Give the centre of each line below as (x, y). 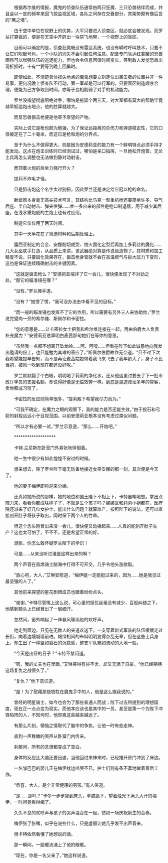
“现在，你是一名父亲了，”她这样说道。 (52, 855)
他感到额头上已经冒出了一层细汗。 (40, 609)
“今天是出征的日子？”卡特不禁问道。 (51, 653)
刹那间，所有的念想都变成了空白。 (49, 747)
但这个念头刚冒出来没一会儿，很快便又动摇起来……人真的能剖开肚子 (83, 526)
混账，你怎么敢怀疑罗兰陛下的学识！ (51, 543)
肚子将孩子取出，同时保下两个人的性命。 (60, 515)
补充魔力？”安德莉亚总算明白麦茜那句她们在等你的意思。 (63, 335)
